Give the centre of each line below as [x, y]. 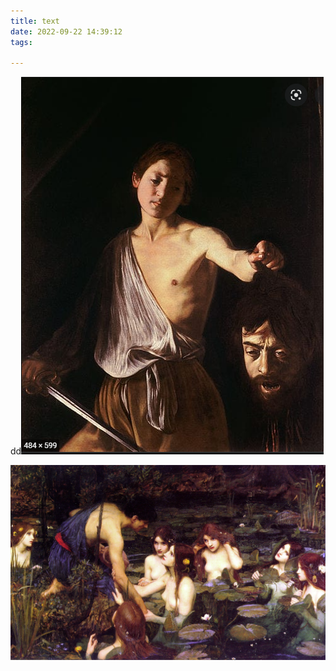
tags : [21, 42]
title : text [35, 21]
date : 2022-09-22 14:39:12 [66, 31]
